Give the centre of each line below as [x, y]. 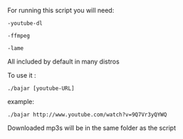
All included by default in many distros [63, 61]
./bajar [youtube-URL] [41, 88]
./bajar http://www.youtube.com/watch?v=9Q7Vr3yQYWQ [87, 115]
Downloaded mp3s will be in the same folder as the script [92, 128]
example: [21, 102]
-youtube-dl [25, 24]
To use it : [22, 75]
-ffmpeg [19, 36]
